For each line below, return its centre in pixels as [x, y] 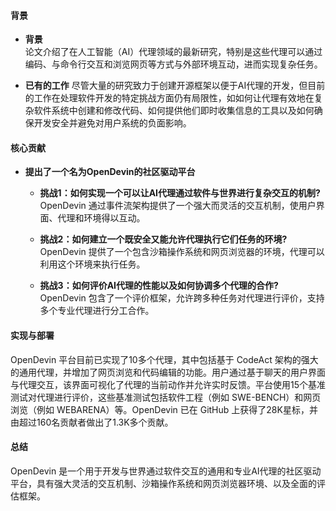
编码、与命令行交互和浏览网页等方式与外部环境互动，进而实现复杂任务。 [173, 64]
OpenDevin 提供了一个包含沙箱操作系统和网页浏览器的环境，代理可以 [182, 252]
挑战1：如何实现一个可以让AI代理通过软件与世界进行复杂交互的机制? [180, 193]
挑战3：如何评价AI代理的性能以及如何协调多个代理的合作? [159, 286]
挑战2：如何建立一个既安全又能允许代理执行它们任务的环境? [163, 239]
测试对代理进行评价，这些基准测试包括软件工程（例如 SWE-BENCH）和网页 [166, 397]
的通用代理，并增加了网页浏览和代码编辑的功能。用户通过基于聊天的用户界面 [168, 372]
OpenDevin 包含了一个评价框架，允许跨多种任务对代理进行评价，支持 [182, 298]
